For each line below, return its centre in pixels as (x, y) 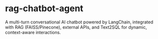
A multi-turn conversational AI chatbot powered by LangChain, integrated (79, 22)
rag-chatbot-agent (44, 9)
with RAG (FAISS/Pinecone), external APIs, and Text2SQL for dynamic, (76, 27)
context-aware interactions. (33, 32)
